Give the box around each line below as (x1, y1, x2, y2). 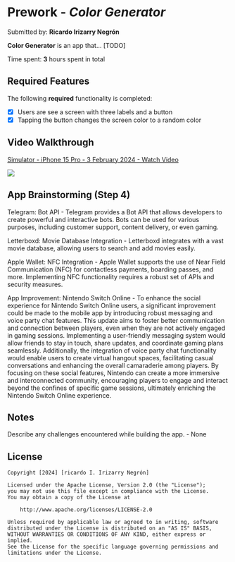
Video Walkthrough (7, 137, 94, 149)
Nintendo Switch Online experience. (7, 391, 112, 399)
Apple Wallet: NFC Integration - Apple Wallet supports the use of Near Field (7, 257, 227, 266)
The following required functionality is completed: (7, 94, 153, 102)
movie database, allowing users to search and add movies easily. (7, 244, 196, 252)
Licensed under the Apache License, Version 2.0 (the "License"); (7, 482, 206, 489)
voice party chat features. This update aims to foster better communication (7, 316, 225, 324)
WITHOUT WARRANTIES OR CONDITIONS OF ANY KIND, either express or (7, 531, 206, 538)
